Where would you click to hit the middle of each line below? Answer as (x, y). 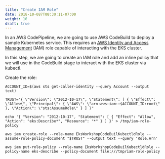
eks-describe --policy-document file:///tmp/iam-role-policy (96, 152)
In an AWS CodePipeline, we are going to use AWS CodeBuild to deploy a (80, 38)
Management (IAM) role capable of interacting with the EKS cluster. (74, 48)
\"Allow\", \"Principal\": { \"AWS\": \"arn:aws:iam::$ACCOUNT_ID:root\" (83, 104)
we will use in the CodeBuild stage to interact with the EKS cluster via (76, 63)
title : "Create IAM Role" (32, 10)
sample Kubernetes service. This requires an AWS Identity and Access (77, 43)
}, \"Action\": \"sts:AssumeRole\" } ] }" (49, 108)
